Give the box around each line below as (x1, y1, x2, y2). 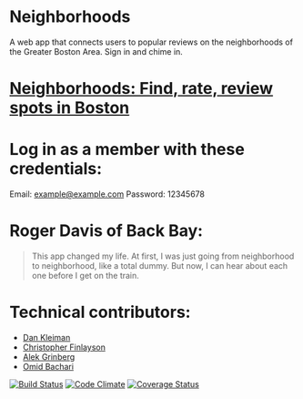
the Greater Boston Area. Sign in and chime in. (9, 46, 184, 56)
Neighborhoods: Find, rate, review (9, 78, 274, 99)
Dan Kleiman (22, 332, 71, 343)
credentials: (9, 159, 103, 179)
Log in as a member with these (9, 139, 246, 160)
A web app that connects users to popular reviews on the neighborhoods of (9, 36, 294, 47)
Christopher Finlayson (22, 342, 106, 353)
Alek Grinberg (22, 351, 76, 362)
